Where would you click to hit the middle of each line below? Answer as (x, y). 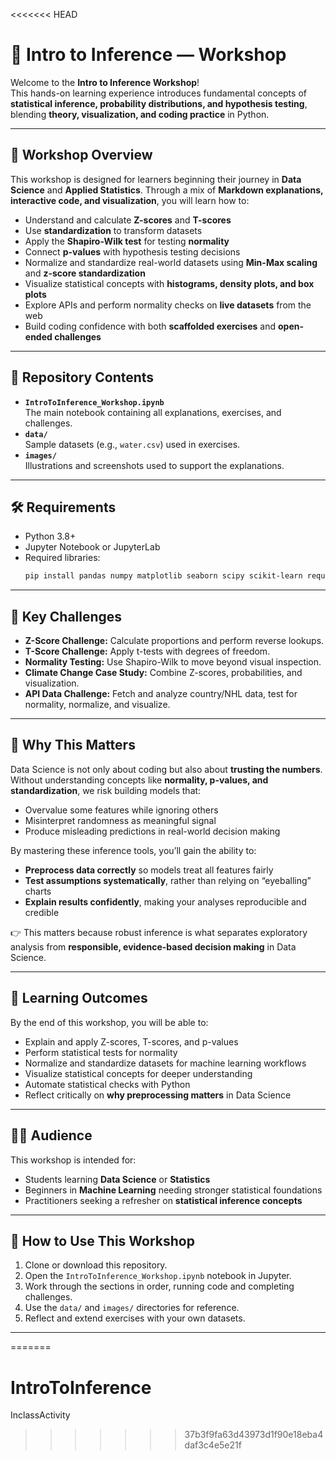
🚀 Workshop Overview (81, 155)
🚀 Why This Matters (73, 745)
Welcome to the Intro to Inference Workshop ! (105, 82)
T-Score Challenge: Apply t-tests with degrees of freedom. (147, 651)
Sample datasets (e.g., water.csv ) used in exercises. (132, 444)
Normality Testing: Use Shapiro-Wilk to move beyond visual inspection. (173, 662)
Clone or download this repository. (96, 1265)
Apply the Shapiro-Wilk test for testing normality (127, 241)
